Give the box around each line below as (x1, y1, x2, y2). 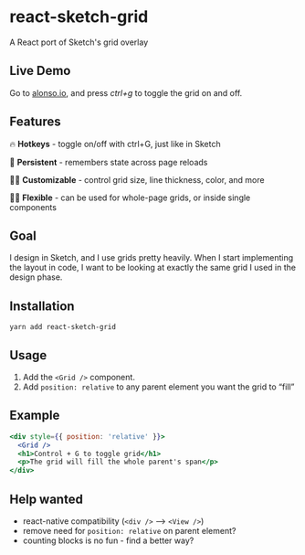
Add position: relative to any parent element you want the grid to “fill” (22, 381, 295, 392)
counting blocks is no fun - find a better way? (22, 535, 195, 546)
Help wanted (9, 491, 84, 507)
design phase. (9, 272, 63, 283)
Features (9, 114, 61, 130)
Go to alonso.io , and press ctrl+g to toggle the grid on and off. (9, 87, 243, 98)
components (9, 201, 58, 212)
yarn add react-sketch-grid (9, 323, 117, 332)
